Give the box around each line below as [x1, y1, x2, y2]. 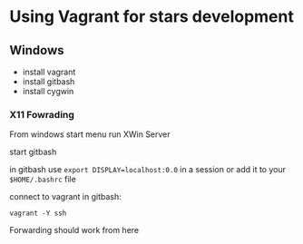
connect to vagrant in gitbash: [9, 191, 122, 202]
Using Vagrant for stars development [9, 6, 295, 27]
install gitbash [22, 76, 75, 87]
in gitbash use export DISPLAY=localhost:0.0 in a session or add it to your [9, 164, 286, 175]
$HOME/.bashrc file [9, 174, 77, 185]
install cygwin [22, 86, 74, 96]
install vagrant [22, 66, 76, 77]
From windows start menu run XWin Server [9, 129, 171, 140]
